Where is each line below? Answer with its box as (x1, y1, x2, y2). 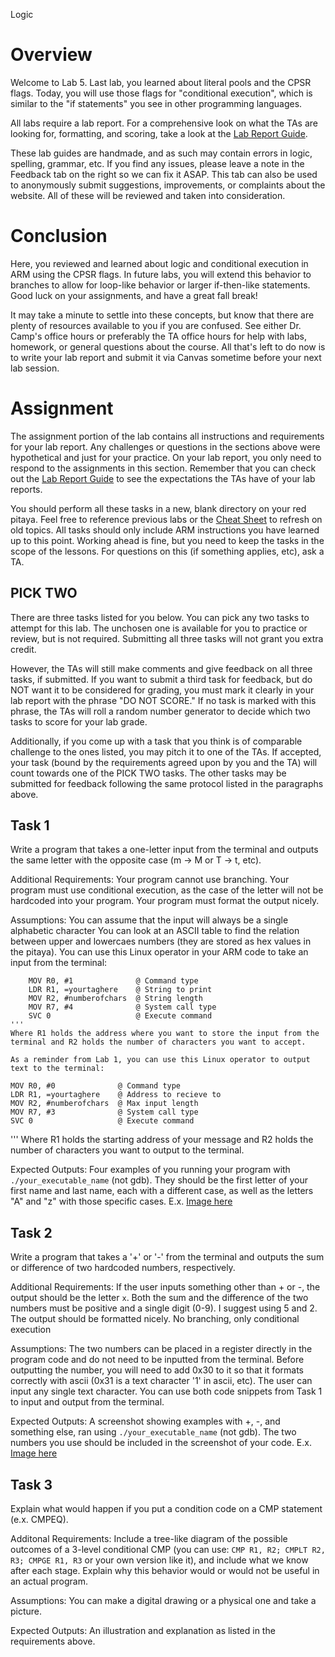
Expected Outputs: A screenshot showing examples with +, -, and (10, 1415, 281, 1428)
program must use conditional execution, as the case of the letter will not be (10, 884, 324, 896)
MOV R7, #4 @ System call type (28, 1002, 217, 1013)
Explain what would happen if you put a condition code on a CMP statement (10, 1503, 323, 1515)
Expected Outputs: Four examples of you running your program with (10, 1164, 291, 1176)
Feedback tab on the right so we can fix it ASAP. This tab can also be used (10, 168, 318, 180)
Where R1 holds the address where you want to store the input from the (10, 1029, 320, 1039)
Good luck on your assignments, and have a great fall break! (10, 289, 258, 301)
